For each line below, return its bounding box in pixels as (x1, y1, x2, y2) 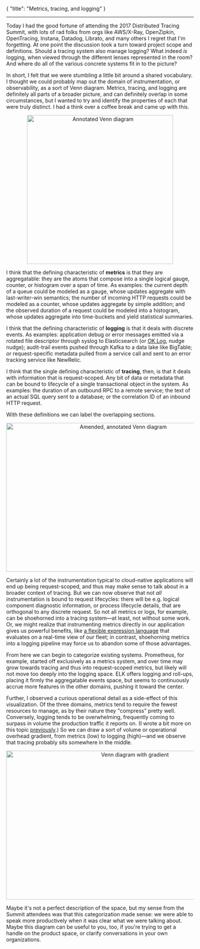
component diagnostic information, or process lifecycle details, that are (6, 602, 181, 609)
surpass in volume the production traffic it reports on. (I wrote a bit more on (6, 720, 192, 727)
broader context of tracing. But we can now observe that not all (6, 589, 162, 596)
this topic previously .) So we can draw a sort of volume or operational (6, 726, 177, 733)
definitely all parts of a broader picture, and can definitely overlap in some (6, 90, 188, 98)
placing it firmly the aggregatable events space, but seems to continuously (6, 677, 189, 683)
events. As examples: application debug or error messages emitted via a (6, 331, 183, 338)
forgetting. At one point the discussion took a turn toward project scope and (6, 41, 192, 48)
